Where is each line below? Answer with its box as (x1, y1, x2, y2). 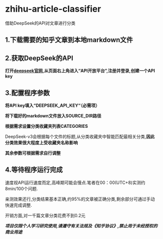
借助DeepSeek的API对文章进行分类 (5, 20, 76, 26)
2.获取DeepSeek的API (5, 54, 73, 62)
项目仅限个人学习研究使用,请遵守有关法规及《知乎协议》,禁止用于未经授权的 (5, 223, 158, 229)
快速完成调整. (5, 202, 33, 208)
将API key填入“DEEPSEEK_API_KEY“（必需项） (5, 102, 100, 108)
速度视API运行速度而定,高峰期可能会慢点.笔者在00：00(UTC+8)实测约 (5, 179, 145, 185)
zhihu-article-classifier (5, 3, 102, 15)
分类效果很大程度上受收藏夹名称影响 (5, 139, 78, 145)
